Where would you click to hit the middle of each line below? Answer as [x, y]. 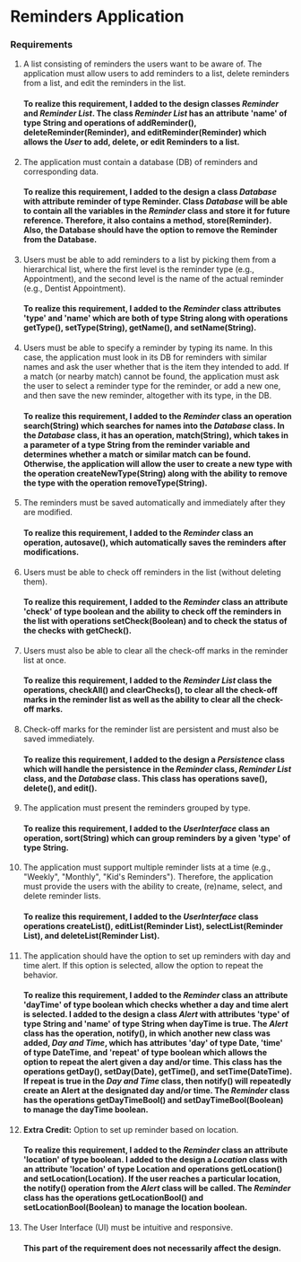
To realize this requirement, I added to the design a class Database [150, 192]
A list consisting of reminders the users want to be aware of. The [142, 64]
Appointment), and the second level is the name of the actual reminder [153, 278]
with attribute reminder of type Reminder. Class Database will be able [155, 202]
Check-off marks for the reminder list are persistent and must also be [151, 729]
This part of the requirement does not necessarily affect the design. [152, 1248]
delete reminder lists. [62, 896]
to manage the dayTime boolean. [86, 1109]
